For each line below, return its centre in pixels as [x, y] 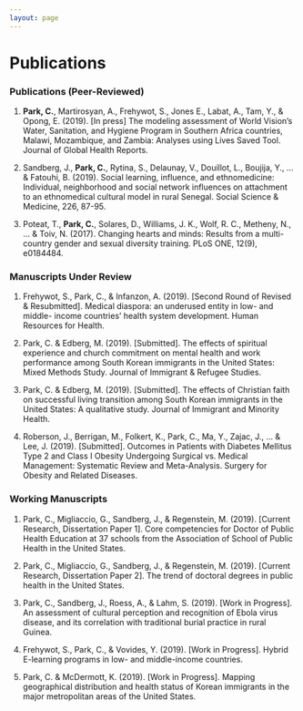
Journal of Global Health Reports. [85, 150]
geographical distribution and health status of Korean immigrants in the [156, 686]
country [37, 243]
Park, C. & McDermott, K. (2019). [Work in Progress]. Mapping [139, 676]
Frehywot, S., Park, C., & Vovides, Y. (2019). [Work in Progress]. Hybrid [156, 649]
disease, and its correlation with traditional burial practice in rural [144, 622]
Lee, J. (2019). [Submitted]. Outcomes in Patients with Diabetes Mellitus [157, 447]
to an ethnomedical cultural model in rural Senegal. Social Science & [151, 197]
